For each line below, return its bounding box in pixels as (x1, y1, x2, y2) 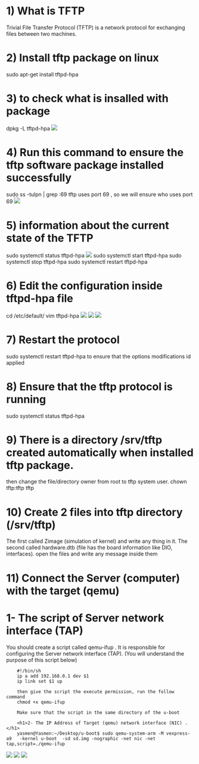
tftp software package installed (6, 159, 164, 172)
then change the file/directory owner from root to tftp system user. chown (6, 478, 187, 485)
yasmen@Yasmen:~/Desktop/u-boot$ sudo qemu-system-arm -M (17, 730, 164, 737)
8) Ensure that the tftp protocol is (6, 380, 173, 393)
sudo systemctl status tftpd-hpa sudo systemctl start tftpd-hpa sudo (6, 251, 182, 259)
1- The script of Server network (6, 611, 164, 625)
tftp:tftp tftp (6, 485, 35, 492)
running (6, 392, 46, 406)
